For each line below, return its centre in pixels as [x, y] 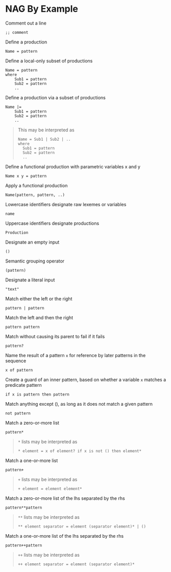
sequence [16, 361]
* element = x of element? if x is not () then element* [80, 451]
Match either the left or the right [39, 299]
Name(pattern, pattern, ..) [35, 195]
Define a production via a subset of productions [55, 97]
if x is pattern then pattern [38, 394]
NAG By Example [42, 9]
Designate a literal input [30, 280]
